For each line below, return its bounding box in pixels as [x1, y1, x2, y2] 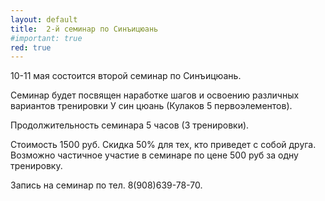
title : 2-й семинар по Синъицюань [10, 24, 159, 34]
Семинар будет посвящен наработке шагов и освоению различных [10, 89, 300, 101]
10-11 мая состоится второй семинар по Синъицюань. [10, 70, 242, 82]
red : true [10, 42, 52, 53]
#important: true [10, 33, 83, 43]
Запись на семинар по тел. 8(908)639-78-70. [10, 179, 203, 191]
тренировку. [10, 160, 63, 172]
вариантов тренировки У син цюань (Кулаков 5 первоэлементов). [10, 100, 293, 112]
